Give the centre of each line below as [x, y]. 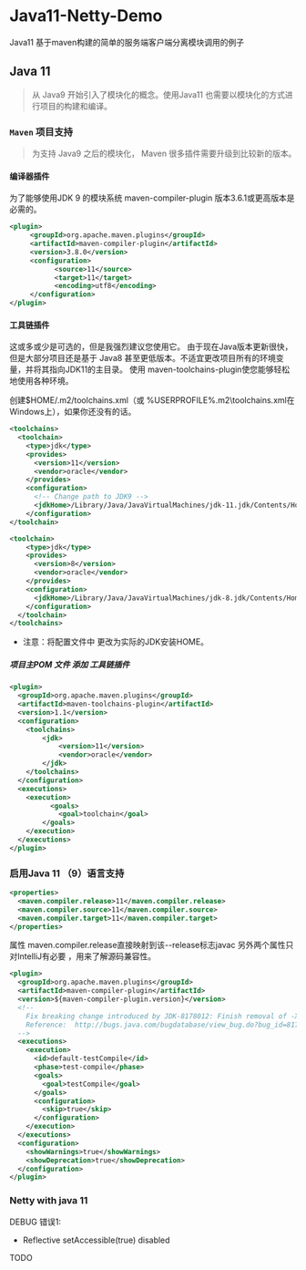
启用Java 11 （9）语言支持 [67, 873]
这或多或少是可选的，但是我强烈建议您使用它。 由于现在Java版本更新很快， [151, 346]
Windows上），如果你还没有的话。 [73, 412]
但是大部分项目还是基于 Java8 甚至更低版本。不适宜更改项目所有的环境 [143, 358]
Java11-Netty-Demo [86, 16]
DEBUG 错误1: [36, 1222]
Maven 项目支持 [41, 131]
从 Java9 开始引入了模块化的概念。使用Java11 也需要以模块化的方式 [158, 94]
